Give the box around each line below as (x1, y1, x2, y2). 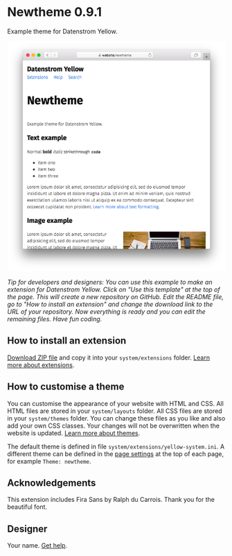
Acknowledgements (7, 477, 96, 489)
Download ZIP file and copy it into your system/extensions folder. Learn (7, 353, 210, 362)
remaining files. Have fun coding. (7, 314, 102, 323)
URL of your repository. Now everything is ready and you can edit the (7, 307, 206, 316)
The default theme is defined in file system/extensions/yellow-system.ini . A (7, 442, 225, 450)
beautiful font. (7, 503, 47, 511)
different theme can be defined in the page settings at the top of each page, (7, 449, 224, 458)
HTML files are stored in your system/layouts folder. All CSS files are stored (7, 407, 223, 415)
